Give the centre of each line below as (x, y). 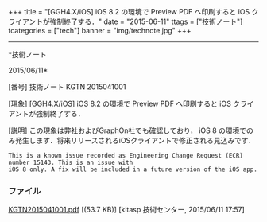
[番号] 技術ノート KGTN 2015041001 (67, 87)
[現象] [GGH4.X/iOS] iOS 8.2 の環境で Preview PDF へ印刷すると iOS (120, 103)
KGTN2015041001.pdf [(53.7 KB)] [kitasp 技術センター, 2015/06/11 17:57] (126, 210)
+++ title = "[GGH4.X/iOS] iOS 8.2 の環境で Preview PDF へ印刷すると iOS (129, 12)
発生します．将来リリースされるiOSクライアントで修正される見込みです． (135, 140)
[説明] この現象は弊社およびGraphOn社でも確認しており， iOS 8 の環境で (128, 130)
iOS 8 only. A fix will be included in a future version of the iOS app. (133, 169)
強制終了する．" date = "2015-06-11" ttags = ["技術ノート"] (146, 21)
